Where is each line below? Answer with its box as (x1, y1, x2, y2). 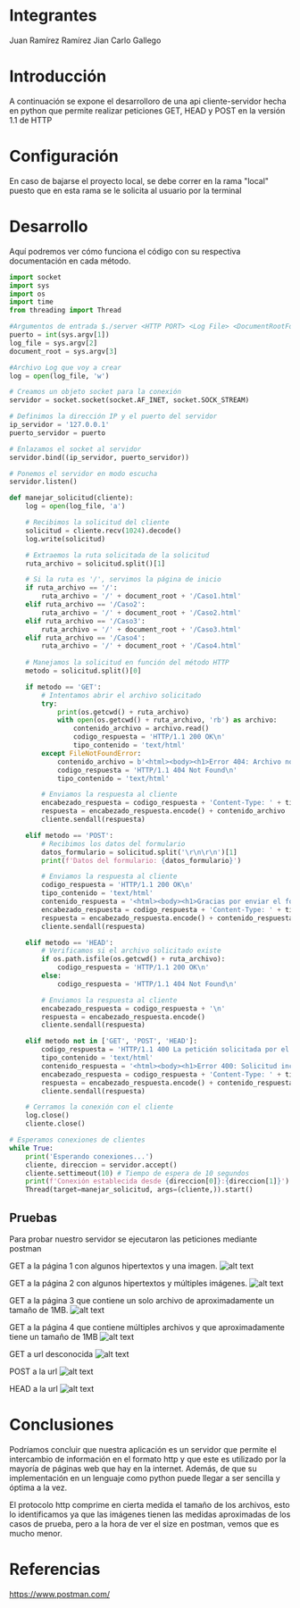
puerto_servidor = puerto (9, 428, 105, 438)
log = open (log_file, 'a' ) (25, 502, 126, 511)
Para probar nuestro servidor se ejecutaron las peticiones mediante (9, 1234, 257, 1244)
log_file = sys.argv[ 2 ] (9, 339, 98, 348)
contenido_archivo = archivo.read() (72, 724, 210, 733)
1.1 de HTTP (9, 114, 53, 125)
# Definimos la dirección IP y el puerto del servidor (9, 412, 218, 421)
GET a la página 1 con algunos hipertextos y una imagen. (9, 1260, 218, 1271)
